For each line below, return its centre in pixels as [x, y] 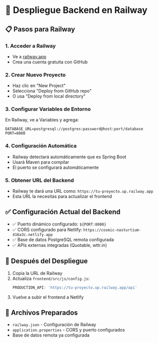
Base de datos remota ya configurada [51, 335]
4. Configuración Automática [41, 146]
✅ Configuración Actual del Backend [63, 212]
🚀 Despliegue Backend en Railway [76, 10]
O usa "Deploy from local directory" [49, 96]
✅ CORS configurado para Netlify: [47, 229]
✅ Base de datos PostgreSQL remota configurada [63, 239]
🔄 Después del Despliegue [46, 261]
